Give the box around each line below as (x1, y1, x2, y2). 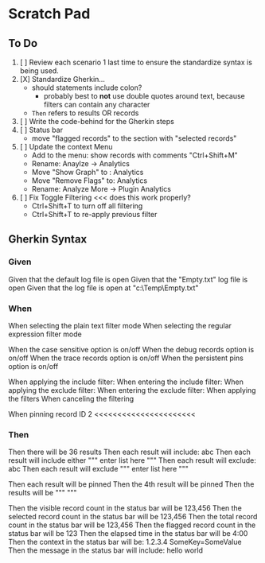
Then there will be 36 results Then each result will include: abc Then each (8, 447, 251, 457)
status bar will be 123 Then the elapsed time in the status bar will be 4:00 (8, 529, 248, 538)
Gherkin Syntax (8, 232, 88, 247)
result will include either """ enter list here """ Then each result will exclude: (8, 456, 257, 465)
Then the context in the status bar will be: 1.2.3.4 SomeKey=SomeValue (8, 538, 242, 547)
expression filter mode (8, 329, 82, 339)
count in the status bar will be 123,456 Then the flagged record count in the (8, 520, 256, 530)
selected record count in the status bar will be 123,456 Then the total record (8, 512, 258, 522)
